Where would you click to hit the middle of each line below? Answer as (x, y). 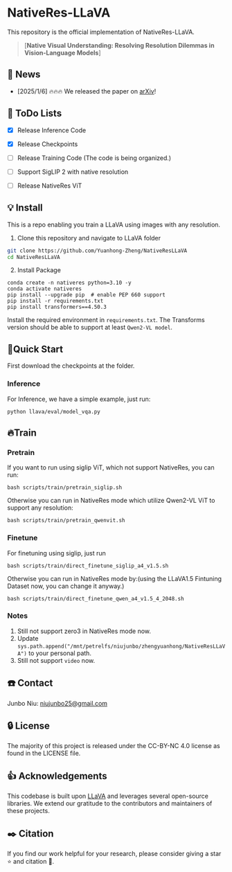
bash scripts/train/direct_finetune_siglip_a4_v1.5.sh (88, 566)
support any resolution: (41, 508)
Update (28, 638)
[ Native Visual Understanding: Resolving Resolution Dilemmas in (119, 45)
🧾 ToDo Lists (35, 113)
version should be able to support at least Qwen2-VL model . (90, 328)
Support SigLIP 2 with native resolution (73, 172)
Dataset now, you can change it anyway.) (66, 586)
